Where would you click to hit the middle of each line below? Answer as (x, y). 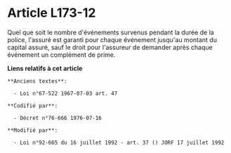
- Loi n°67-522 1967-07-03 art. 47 (66, 93)
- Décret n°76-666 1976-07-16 (58, 118)
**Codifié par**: (33, 106)
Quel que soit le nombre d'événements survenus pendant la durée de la (111, 32)
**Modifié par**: (33, 130)
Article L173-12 (52, 13)
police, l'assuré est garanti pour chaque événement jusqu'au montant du (112, 39)
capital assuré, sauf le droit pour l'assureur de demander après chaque (110, 47)
